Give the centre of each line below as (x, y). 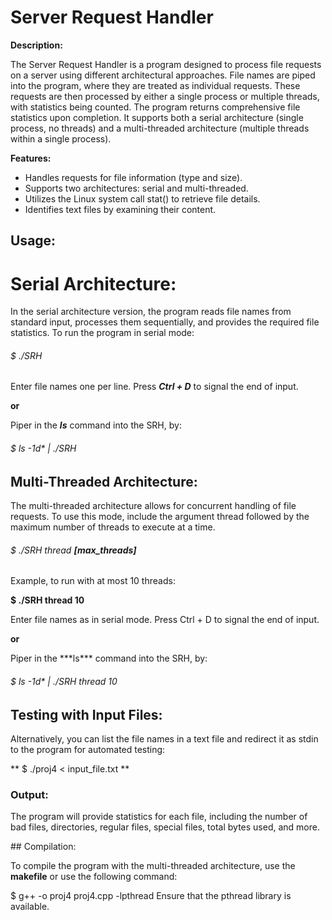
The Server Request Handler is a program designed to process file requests (166, 64)
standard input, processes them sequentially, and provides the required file (165, 322)
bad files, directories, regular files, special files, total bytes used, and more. (165, 827)
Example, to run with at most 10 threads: (93, 581)
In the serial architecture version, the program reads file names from (151, 312)
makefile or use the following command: (94, 877)
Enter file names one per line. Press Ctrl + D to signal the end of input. (154, 387)
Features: (31, 158)
